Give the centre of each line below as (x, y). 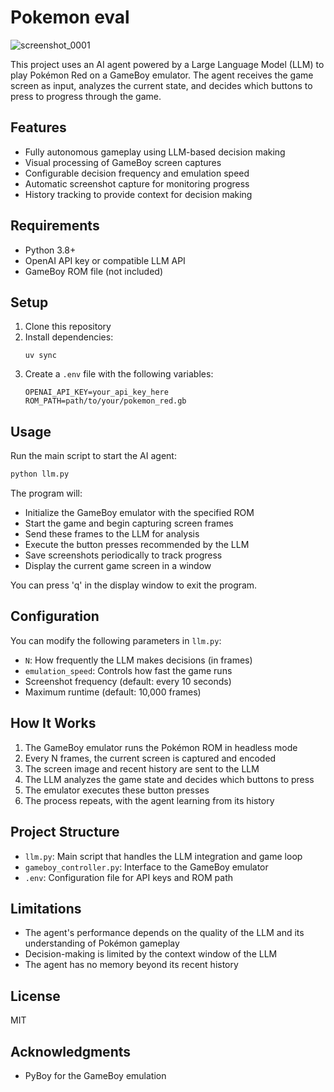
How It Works (53, 723)
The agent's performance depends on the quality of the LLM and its (164, 933)
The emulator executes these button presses (117, 790)
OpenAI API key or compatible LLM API (105, 260)
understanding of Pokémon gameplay (102, 943)
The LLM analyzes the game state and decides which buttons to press (169, 779)
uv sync (40, 356)
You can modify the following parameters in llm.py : (116, 640)
